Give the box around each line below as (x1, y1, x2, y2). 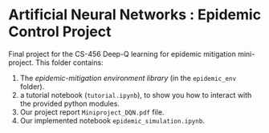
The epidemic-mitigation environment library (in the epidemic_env (19, 73, 237, 83)
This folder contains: (35, 58, 104, 67)
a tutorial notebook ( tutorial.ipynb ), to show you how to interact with (19, 90, 252, 99)
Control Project (8, 22, 112, 41)
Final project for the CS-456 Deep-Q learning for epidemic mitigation (8, 49, 237, 58)
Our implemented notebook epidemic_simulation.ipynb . (19, 115, 205, 125)
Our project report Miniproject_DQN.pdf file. (19, 107, 165, 117)
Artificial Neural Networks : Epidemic (8, 6, 262, 24)
